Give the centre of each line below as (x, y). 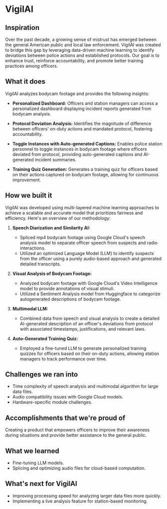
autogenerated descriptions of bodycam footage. (70, 299)
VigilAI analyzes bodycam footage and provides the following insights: (77, 94)
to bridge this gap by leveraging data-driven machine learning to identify (80, 50)
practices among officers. (32, 66)
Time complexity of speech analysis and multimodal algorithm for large (85, 386)
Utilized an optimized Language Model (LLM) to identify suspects (87, 253)
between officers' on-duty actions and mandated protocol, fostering (83, 128)
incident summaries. (56, 159)
